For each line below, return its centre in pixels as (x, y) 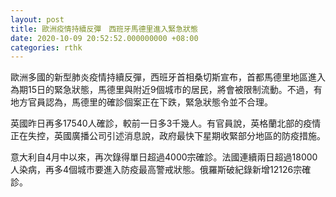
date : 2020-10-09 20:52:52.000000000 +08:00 (104, 38)
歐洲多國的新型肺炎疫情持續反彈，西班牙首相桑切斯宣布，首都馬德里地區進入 (168, 77)
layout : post (37, 19)
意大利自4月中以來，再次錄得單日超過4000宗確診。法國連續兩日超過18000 (164, 157)
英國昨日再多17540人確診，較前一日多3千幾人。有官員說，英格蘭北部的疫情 (166, 123)
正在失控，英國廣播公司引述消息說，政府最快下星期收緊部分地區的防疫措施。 (168, 136)
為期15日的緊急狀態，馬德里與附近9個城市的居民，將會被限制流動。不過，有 (166, 90)
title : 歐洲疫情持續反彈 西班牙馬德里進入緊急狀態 (104, 29)
